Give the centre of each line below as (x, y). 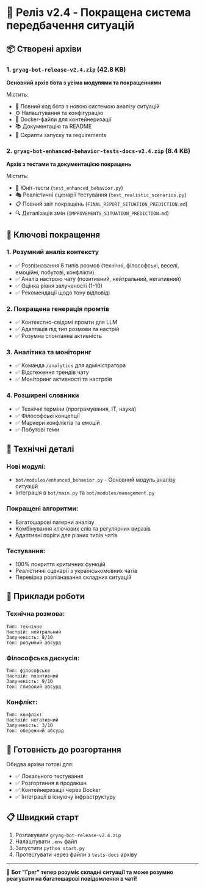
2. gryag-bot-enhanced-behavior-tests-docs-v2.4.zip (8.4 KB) (99, 151)
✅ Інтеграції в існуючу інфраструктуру (65, 797)
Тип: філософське (28, 671)
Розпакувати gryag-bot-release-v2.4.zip (68, 835)
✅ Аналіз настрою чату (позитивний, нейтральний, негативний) (98, 278)
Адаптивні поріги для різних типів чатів (66, 535)
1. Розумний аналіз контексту (53, 252)
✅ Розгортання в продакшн (51, 783)
